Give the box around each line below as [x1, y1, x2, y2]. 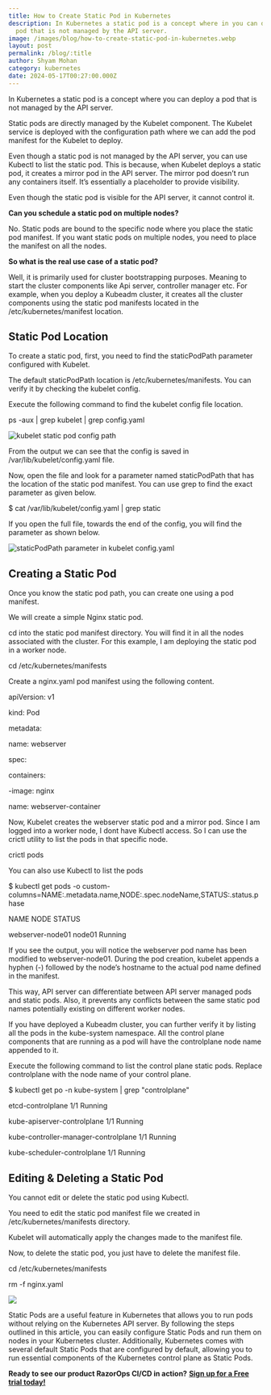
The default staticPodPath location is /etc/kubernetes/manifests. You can [8, 375, 252, 385]
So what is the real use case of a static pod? [8, 256, 159, 266]
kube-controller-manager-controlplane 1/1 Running [8, 1132, 177, 1142]
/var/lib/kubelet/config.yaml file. [8, 455, 115, 465]
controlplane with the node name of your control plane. [8, 1070, 191, 1079]
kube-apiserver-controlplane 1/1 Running [8, 1116, 144, 1126]
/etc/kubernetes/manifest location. [8, 306, 123, 316]
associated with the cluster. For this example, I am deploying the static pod [8, 637, 256, 647]
